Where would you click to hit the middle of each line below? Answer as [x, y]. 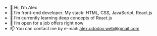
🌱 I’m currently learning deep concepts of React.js [61, 18]
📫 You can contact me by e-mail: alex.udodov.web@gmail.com [75, 28]
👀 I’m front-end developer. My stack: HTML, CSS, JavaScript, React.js [81, 13]
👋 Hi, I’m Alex [23, 8]
